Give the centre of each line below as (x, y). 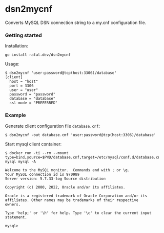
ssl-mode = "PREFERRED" (33, 103)
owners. (13, 204)
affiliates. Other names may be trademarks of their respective (72, 200)
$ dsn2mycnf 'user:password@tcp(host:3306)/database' (61, 73)
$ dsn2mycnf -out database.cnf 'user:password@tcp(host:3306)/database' (81, 135)
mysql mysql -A (20, 162)
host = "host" (24, 82)
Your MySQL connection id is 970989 (42, 174)
